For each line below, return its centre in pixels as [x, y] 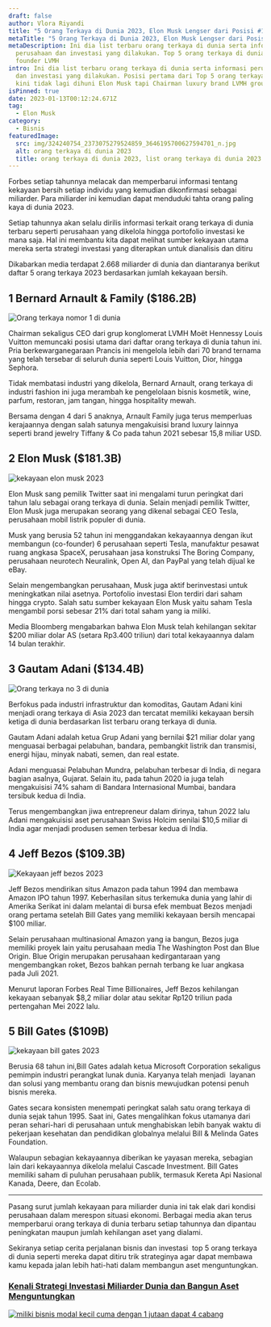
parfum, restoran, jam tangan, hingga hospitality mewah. [102, 401]
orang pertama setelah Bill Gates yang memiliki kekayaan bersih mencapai [132, 914]
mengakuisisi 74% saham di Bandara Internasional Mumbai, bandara [122, 787]
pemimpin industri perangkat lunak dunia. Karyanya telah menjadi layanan [132, 1075]
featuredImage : [34, 136]
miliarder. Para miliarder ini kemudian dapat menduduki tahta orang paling [131, 199]
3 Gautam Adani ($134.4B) [76, 669]
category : [25, 121]
